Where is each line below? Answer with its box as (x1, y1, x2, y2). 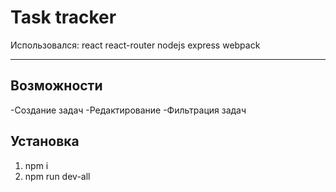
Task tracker (10, 6, 117, 29)
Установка (10, 133, 80, 150)
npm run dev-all (24, 170, 91, 182)
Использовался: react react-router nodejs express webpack (10, 39, 261, 51)
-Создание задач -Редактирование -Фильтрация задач (10, 104, 247, 116)
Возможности (10, 77, 103, 95)
